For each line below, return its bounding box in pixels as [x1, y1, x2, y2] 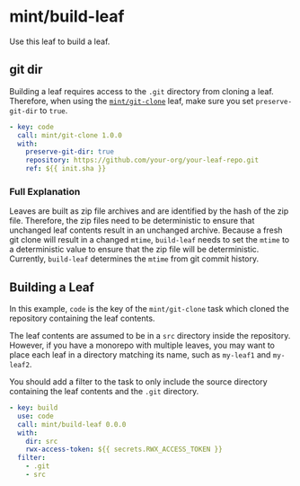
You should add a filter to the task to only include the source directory [9, 376, 268, 387]
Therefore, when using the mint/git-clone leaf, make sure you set [9, 95, 254, 106]
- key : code [9, 122, 54, 131]
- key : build [9, 403, 58, 412]
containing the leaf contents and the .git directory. [9, 386, 199, 397]
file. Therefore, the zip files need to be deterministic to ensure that [9, 216, 255, 226]
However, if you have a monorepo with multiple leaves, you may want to [9, 340, 276, 351]
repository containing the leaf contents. [9, 313, 155, 324]
